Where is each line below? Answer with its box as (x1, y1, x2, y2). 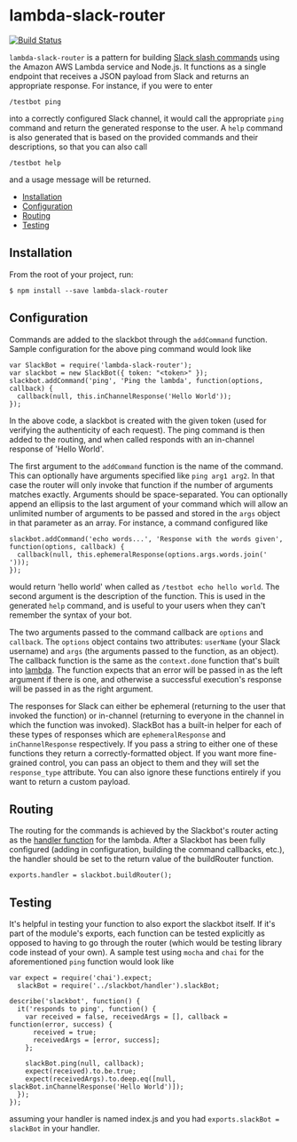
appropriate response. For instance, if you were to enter (9, 80, 214, 91)
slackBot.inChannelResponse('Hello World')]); (9, 1082, 184, 1091)
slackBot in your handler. (9, 1123, 100, 1134)
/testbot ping (9, 97, 62, 107)
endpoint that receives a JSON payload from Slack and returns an (9, 70, 250, 81)
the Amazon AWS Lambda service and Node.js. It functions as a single (9, 61, 267, 72)
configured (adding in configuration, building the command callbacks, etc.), (9, 844, 285, 855)
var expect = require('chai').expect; (9, 974, 152, 983)
